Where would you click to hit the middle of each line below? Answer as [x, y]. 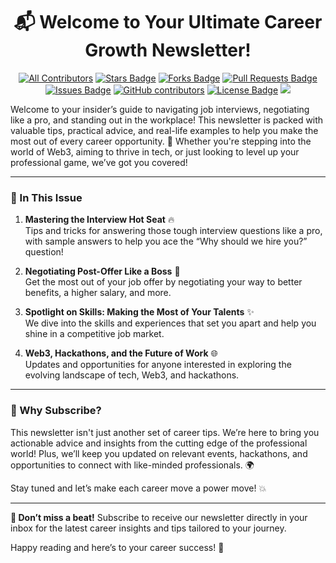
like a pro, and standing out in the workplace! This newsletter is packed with [167, 120]
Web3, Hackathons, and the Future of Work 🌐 [121, 353]
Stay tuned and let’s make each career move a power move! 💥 [138, 488]
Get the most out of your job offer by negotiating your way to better [163, 282]
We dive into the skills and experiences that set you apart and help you [170, 323]
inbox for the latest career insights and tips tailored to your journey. [148, 528]
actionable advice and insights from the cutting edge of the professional [159, 443]
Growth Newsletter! [168, 50]
